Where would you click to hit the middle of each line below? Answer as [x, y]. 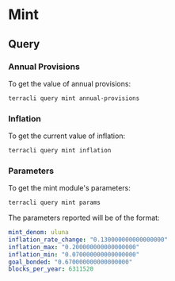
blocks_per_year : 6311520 [51, 269]
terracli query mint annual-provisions [74, 98]
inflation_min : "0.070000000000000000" [74, 254]
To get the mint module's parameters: [69, 188]
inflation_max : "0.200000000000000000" [74, 247]
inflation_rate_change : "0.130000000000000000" [88, 240]
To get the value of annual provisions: [70, 83]
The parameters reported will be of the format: [84, 218]
